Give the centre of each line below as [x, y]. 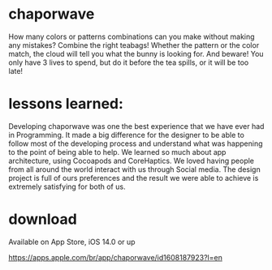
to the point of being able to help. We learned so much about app [117, 152]
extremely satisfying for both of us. [67, 186]
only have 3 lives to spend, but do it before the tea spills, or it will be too [129, 62]
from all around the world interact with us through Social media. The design [135, 169]
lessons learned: [66, 104]
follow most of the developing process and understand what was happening [136, 144]
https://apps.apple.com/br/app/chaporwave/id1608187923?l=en [116, 257]
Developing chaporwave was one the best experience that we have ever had [136, 126]
